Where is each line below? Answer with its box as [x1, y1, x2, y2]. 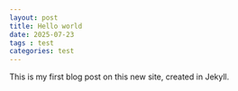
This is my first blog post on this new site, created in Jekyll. [9, 71, 230, 82]
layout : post [9, 13, 59, 23]
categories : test [9, 47, 75, 56]
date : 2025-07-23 [9, 30, 75, 39]
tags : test [9, 38, 54, 48]
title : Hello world [9, 22, 83, 31]
